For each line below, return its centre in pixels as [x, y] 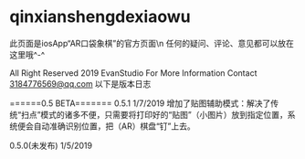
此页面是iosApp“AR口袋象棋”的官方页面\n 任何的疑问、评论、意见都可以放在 [152, 43]
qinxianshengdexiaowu [100, 17]
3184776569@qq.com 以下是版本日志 [80, 83]
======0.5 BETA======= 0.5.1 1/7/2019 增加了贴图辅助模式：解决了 [140, 103]
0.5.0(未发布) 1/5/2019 [51, 145]
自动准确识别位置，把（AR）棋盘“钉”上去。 [114, 126]
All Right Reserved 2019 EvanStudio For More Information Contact [133, 73]
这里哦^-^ [27, 54]
